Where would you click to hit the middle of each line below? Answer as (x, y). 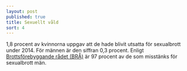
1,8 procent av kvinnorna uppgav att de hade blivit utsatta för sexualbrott (93, 44)
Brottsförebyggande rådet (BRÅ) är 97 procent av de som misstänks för (92, 56)
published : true (26, 17)
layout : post (22, 11)
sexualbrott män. (26, 63)
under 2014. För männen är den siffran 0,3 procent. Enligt (75, 51)
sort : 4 (15, 28)
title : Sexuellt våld (32, 22)
